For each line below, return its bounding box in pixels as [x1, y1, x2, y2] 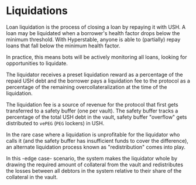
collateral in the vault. [6, 173, 58, 180]
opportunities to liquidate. [6, 60, 68, 67]
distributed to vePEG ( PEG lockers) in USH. [6, 119, 105, 126]
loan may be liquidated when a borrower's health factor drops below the [6, 29, 180, 36]
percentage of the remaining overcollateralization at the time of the [6, 83, 167, 90]
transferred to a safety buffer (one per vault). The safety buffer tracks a [6, 107, 178, 114]
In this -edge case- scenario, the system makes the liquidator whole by [6, 155, 177, 162]
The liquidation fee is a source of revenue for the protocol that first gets [6, 101, 178, 108]
